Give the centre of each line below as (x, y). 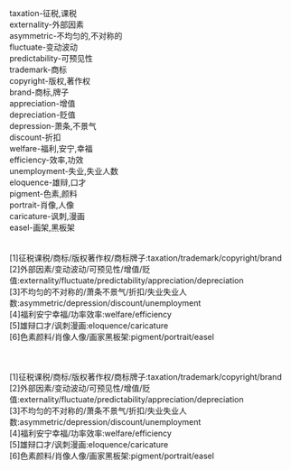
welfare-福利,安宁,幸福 (51, 148)
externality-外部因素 (47, 24)
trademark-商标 (38, 69)
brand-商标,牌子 (39, 92)
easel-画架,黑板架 (42, 227)
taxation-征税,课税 (43, 13)
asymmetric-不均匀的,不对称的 (66, 36)
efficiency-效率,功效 (47, 160)
